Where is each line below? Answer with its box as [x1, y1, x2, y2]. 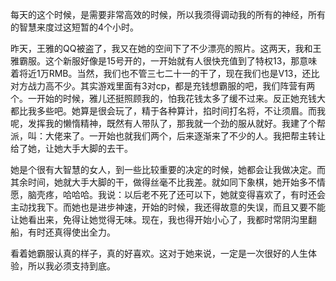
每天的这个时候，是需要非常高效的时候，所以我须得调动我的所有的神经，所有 [10, 9, 326, 20]
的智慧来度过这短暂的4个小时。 [10, 21, 140, 33]
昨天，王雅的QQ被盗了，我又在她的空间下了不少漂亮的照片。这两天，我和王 [10, 43, 322, 54]
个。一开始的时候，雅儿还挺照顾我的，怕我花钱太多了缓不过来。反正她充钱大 [10, 93, 326, 104]
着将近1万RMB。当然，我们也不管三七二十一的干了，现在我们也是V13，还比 [10, 68, 320, 79]
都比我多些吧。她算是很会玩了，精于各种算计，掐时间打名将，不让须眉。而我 [10, 105, 326, 117]
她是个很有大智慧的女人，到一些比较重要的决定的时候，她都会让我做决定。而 [10, 164, 326, 175]
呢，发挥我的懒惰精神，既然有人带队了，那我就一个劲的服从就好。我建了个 [10, 118, 317, 129]
